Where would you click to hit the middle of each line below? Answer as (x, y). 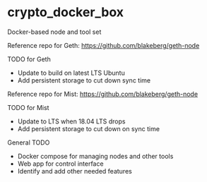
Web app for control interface (60, 164)
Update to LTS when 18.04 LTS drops (71, 121)
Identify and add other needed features (75, 171)
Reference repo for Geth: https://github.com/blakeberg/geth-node (103, 45)
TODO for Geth (29, 59)
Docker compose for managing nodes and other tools (95, 156)
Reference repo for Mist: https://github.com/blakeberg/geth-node (103, 94)
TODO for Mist (28, 107)
